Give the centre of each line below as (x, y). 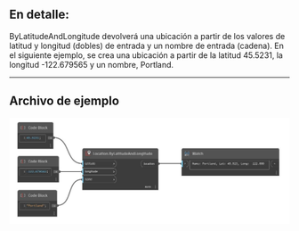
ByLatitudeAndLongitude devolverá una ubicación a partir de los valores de (147, 36)
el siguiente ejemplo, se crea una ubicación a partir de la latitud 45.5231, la (146, 55)
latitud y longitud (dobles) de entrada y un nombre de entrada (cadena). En (147, 45)
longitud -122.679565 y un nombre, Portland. (92, 64)
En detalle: (39, 15)
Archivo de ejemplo (65, 101)
